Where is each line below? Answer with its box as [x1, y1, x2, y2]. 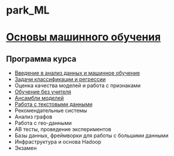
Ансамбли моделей [14, 95, 64, 102]
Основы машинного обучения [6, 31, 161, 44]
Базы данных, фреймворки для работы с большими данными [14, 132, 169, 139]
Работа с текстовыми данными [14, 101, 93, 108]
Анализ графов [14, 113, 53, 121]
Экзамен [14, 145, 37, 152]
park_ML [6, 4, 50, 17]
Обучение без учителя [14, 88, 71, 95]
